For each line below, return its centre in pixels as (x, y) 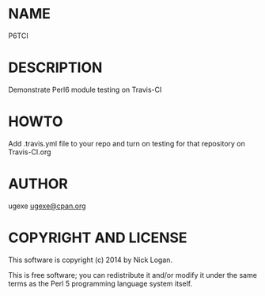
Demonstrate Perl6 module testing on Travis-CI (85, 89)
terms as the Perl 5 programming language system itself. (100, 283)
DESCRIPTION (55, 68)
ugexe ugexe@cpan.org (47, 206)
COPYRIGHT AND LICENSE (98, 237)
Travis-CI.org (30, 152)
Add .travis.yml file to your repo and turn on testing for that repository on (127, 143)
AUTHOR (38, 184)
